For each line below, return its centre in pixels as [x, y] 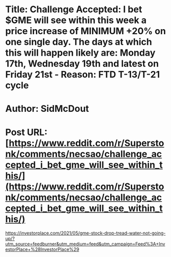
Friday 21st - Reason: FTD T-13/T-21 [83, 75]
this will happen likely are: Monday [80, 53]
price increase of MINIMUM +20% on [86, 31]
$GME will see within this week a [76, 20]
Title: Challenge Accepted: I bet [74, 9]
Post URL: [26, 132]
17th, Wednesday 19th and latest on [82, 64]
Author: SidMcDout [47, 109]
